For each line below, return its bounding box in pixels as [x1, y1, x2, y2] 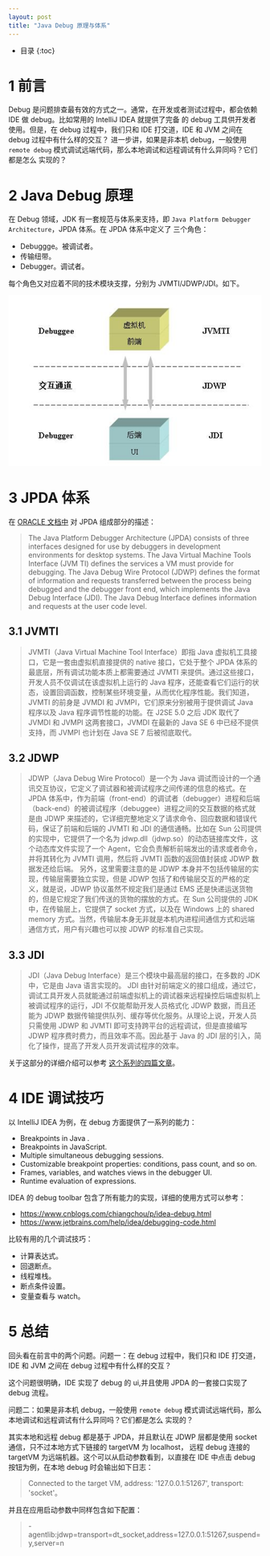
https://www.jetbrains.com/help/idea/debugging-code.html [19, 1217, 217, 1227]
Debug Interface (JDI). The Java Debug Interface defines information [27, 592, 257, 603]
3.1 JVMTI [8, 624, 59, 639]
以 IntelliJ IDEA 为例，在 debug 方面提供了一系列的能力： [8, 1118, 197, 1127]
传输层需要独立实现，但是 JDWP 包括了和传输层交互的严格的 [42, 874, 243, 884]
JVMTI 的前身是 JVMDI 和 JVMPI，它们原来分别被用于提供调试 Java [27, 697, 254, 707]
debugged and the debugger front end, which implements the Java [27, 584, 251, 594]
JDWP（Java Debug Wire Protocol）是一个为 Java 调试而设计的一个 [27, 773, 255, 784]
